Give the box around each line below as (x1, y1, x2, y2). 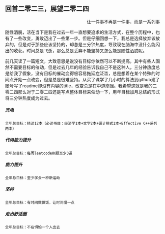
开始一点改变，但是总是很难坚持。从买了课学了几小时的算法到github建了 (13, 76, 160, 82)
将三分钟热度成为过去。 (5, 95, 53, 101)
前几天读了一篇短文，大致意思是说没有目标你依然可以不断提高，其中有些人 (5, 58, 156, 64)
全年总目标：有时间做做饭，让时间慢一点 (5, 200, 75, 205)
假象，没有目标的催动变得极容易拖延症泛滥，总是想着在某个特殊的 (22, 70, 156, 76)
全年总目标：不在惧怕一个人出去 (5, 225, 60, 230)
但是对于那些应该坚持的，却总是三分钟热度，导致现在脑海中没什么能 (18, 41, 156, 47)
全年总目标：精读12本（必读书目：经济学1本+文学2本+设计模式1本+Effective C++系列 (5, 121, 158, 126)
